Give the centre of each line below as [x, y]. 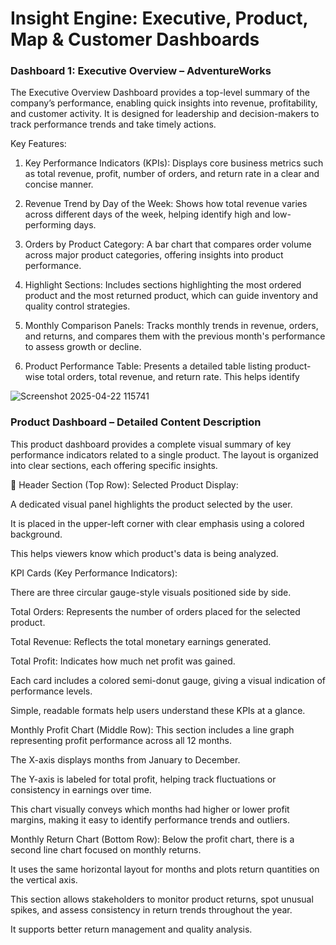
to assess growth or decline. [83, 347]
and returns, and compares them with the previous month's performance [175, 336]
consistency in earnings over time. [81, 789]
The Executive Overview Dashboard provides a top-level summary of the [160, 93]
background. [36, 534]
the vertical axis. [44, 879]
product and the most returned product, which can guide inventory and [171, 296]
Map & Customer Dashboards [135, 39]
